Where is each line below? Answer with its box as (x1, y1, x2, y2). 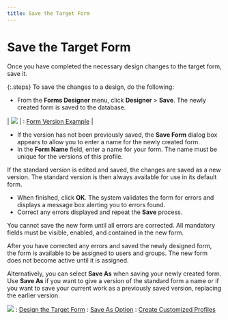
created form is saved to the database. (16, 103, 126, 111)
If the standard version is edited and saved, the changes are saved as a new (7, 165, 221, 174)
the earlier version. (7, 291, 60, 299)
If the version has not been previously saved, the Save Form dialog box (16, 131, 218, 139)
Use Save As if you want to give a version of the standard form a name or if (7, 276, 220, 284)
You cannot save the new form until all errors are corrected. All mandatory (7, 221, 216, 229)
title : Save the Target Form (7, 10, 90, 17)
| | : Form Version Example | (7, 117, 94, 125)
